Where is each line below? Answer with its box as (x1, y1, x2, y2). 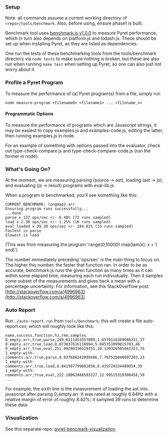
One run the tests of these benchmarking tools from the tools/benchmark (5, 50, 156, 56)
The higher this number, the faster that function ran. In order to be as (5, 262, 147, 268)
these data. (5, 402, 29, 408)
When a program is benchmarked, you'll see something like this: (5, 192, 138, 198)
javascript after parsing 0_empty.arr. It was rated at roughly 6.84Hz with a (5, 391, 157, 397)
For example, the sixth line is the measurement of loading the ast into (5, 386, 148, 392)
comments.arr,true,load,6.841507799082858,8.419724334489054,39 (5, 364, 142, 369)
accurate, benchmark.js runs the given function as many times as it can (5, 268, 153, 274)
